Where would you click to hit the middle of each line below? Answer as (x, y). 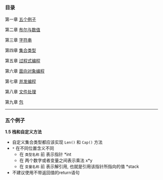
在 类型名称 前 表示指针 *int (45, 154)
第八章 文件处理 (21, 91)
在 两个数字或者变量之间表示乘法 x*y (56, 161)
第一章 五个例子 (21, 19)
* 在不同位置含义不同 (33, 148)
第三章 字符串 (18, 40)
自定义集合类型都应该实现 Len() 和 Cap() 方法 (57, 142)
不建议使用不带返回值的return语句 (46, 173)
